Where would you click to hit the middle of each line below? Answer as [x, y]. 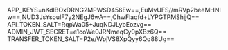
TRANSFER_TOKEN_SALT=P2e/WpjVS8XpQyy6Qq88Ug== [91, 39]
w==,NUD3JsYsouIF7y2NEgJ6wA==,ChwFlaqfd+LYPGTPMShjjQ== [103, 17]
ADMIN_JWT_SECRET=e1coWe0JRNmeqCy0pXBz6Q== [87, 32]
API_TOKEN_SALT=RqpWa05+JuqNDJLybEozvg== [80, 24]
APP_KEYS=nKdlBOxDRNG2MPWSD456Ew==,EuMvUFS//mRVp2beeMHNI [114, 10]
